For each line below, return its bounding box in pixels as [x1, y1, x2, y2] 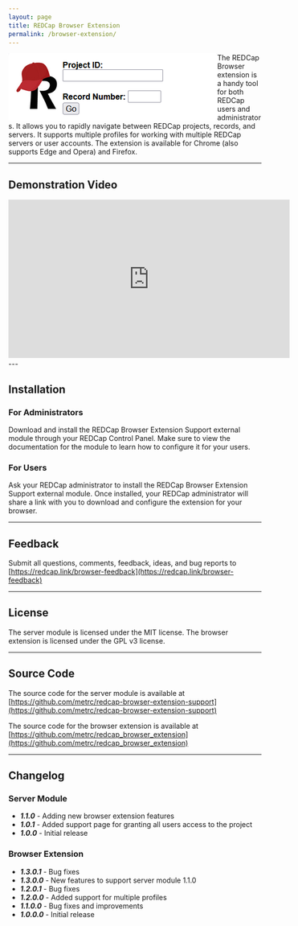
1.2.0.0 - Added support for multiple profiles [19, 892, 167, 902]
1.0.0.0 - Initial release [19, 909, 95, 919]
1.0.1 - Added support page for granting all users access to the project [19, 820, 253, 829]
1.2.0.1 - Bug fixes [19, 883, 80, 893]
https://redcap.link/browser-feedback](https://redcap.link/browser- [10, 566, 235, 576]
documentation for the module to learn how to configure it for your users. [8, 442, 251, 451]
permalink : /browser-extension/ [8, 30, 116, 38]
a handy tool [217, 79, 259, 88]
